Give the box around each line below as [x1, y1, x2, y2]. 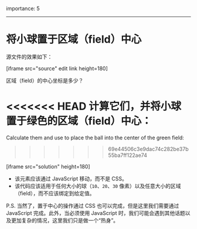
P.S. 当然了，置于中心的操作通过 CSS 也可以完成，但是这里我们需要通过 [6, 202, 179, 209]
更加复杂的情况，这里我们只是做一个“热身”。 [11, 217, 119, 224]
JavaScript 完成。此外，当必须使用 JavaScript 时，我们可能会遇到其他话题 [6, 209, 186, 216]
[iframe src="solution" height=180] [6, 163, 90, 170]
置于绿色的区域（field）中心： [6, 114, 152, 128]
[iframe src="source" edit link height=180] [6, 64, 108, 72]
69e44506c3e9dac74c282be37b [108, 145, 189, 152]
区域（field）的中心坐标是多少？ [6, 77, 84, 84]
